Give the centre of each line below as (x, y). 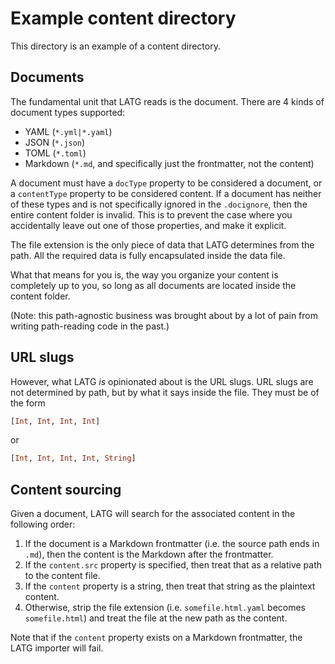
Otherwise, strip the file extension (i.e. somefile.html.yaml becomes (165, 608)
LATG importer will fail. (57, 648)
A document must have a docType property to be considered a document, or (166, 183)
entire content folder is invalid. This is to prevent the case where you (151, 214)
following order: (43, 524)
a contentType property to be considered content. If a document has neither (166, 193)
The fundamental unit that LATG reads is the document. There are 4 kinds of (167, 101)
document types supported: (68, 112)
